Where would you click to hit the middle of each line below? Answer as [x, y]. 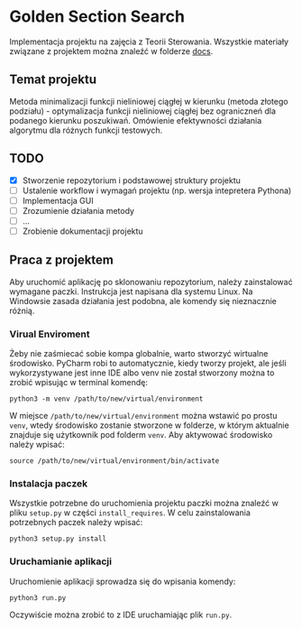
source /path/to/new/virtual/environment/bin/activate [114, 461]
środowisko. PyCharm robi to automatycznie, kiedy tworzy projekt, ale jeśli [148, 364]
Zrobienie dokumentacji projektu [82, 231]
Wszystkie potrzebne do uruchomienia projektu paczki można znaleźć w [144, 504]
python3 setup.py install [58, 539]
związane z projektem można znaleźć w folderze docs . [111, 51]
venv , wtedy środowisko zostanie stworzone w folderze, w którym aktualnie [150, 425]
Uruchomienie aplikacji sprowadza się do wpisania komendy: [123, 581]
